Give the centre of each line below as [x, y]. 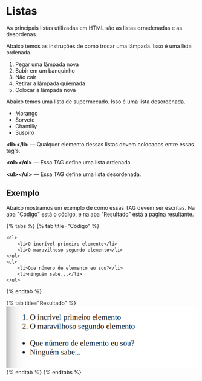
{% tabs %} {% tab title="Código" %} [53, 226]
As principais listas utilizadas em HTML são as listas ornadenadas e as [94, 28]
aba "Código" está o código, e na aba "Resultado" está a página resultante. [100, 214]
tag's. [13, 151]
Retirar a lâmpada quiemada [50, 83]
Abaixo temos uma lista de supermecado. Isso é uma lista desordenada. [96, 102]
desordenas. [22, 34]
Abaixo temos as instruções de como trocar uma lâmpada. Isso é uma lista [99, 46]
